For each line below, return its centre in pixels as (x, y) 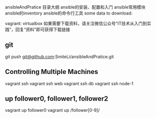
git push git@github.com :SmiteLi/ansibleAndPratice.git (59, 57)
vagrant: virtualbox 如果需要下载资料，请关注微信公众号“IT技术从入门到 (76, 23)
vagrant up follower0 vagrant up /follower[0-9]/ (53, 110)
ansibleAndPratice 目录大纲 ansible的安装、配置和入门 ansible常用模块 (75, 7)
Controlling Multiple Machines (52, 72)
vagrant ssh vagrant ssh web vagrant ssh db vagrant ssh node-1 (69, 83)
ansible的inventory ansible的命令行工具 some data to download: (69, 13)
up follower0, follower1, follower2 (56, 99)
